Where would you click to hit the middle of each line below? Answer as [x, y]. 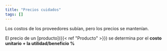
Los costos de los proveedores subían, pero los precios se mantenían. [77, 28]
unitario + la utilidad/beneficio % [40, 43]
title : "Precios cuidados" [33, 10]
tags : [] [14, 14]
